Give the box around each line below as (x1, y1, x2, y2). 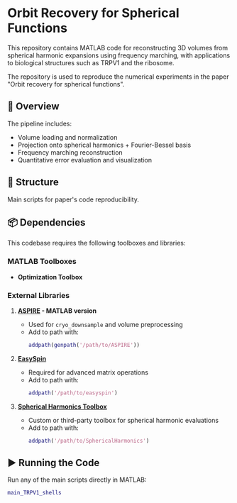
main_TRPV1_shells (7, 490, 62, 497)
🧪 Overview (7, 101, 60, 113)
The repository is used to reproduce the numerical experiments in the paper (7, 72, 229, 81)
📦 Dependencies (7, 216, 86, 228)
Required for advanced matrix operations (28, 367, 149, 377)
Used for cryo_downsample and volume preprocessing (28, 320, 183, 328)
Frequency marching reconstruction (17, 148, 123, 157)
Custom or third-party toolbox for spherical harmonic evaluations (28, 416, 219, 424)
